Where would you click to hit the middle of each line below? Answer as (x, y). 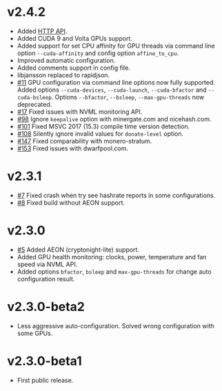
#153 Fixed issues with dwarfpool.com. (73, 148)
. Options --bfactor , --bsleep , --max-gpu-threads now (128, 97)
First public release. (45, 380)
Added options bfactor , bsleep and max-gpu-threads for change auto (114, 271)
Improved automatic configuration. (66, 60)
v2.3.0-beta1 (45, 361)
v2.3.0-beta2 (46, 307)
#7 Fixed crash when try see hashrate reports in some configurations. (116, 195)
